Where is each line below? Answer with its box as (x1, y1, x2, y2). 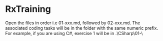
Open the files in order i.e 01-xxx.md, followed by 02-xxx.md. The (5, 20, 140, 26)
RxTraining (5, 3, 51, 15)
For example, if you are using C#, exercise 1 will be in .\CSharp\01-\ (5, 30, 143, 36)
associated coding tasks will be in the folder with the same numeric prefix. (5, 25, 158, 31)
